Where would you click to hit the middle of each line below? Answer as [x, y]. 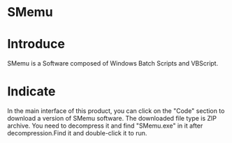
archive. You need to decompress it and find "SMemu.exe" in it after [105, 126]
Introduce [36, 44]
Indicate [31, 92]
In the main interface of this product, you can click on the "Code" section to [116, 111]
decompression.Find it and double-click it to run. [77, 133]
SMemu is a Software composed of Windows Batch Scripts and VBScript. [113, 63]
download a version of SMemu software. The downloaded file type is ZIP [112, 119]
